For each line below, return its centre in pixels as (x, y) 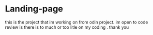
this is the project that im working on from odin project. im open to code (77, 22)
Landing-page (34, 9)
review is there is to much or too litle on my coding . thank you (67, 27)
